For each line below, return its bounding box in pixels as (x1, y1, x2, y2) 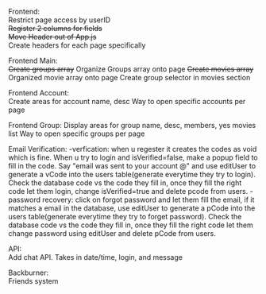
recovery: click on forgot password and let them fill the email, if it (42, 195, 255, 204)
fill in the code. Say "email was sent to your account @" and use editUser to (8, 161, 256, 170)
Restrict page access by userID (8, 15, 111, 25)
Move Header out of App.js (8, 32, 97, 41)
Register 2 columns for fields (8, 24, 103, 33)
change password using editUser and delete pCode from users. (8, 229, 217, 238)
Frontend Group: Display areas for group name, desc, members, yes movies (8, 121, 256, 130)
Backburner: (8, 268, 49, 277)
